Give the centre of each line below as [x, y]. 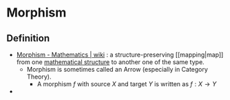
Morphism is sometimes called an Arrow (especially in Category [117, 69]
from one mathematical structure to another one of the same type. [110, 62]
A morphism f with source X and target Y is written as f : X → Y [127, 84]
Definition [28, 38]
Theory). [39, 77]
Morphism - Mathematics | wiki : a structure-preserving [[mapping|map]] [120, 54]
